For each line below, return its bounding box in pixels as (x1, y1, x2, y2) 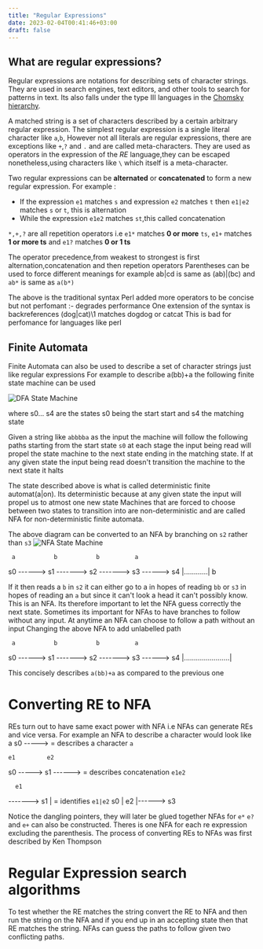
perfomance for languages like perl (8, 318, 122, 327)
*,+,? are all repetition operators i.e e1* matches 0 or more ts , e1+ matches (8, 229, 253, 238)
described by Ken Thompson (8, 837, 102, 846)
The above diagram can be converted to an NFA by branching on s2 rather (8, 530, 248, 539)
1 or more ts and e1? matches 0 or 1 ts (8, 237, 131, 247)
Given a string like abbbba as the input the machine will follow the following (8, 432, 249, 441)
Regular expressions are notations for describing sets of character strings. (8, 76, 249, 86)
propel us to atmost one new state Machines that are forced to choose (8, 498, 236, 507)
